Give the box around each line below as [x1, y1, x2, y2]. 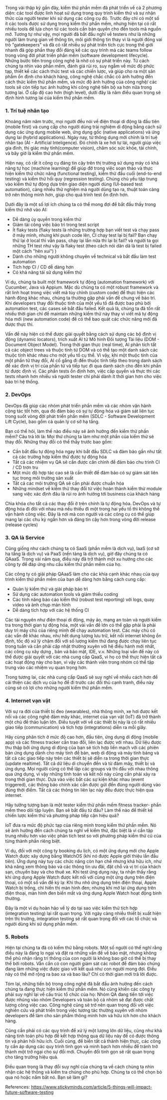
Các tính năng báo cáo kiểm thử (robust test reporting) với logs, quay [12, 596, 155, 602]
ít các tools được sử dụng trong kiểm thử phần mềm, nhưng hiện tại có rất [5, 20, 156, 26]
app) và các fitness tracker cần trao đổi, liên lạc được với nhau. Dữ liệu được [5, 739, 162, 745]
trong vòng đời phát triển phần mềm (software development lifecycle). [5, 52, 149, 58]
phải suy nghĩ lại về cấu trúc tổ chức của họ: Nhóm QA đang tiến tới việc [5, 991, 154, 997]
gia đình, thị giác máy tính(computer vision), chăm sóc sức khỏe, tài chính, [5, 145, 158, 151]
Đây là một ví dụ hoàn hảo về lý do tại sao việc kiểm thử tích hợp [5, 905, 138, 911]
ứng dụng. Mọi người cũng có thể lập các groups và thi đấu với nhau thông [5, 766, 159, 772]
